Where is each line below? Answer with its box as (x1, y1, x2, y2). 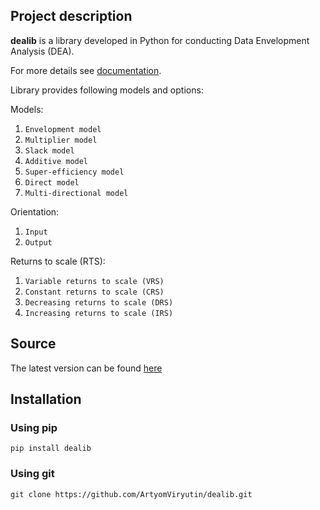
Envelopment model (24, 124, 102, 134)
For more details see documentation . (10, 64, 162, 76)
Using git (10, 467, 55, 481)
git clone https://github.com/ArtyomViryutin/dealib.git (10, 489, 253, 499)
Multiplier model (24, 135, 98, 145)
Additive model (24, 156, 89, 166)
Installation (10, 391, 82, 408)
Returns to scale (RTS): (10, 255, 106, 267)
